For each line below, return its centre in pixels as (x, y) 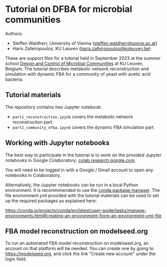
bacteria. (14, 79)
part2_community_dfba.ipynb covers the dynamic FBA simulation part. (84, 127)
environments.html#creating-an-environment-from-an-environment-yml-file (83, 216)
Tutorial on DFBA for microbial (69, 9)
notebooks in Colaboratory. (33, 175)
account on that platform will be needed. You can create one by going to (80, 249)
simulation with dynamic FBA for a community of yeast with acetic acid (78, 74)
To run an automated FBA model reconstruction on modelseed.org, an (77, 243)
